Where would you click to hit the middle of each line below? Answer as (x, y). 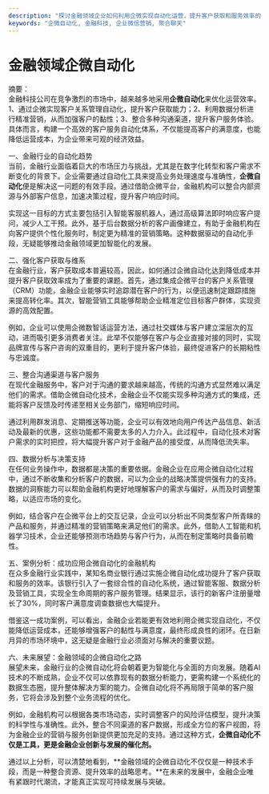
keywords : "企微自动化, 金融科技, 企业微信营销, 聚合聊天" (97, 23)
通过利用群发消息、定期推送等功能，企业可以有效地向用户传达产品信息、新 (131, 422)
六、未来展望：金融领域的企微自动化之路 (75, 658)
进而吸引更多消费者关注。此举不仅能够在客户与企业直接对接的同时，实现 (141, 338)
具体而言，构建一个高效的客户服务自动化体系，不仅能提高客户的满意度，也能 (134, 129)
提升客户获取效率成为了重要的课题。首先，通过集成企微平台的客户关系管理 (131, 281)
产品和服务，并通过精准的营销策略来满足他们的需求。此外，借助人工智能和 (131, 526)
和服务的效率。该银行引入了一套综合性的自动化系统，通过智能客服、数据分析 (134, 583)
